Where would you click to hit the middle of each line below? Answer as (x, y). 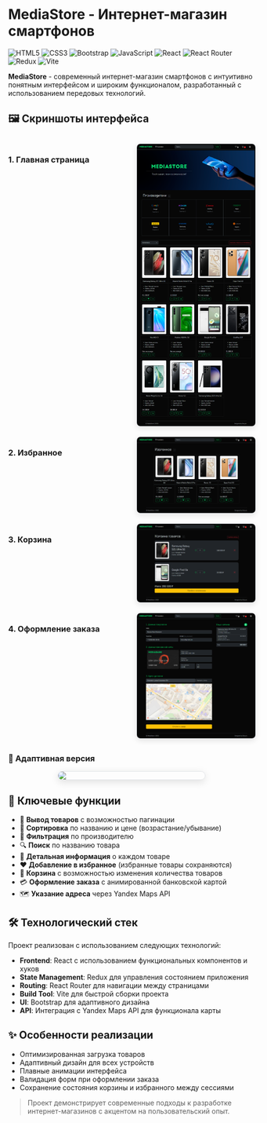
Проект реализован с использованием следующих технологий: (115, 946)
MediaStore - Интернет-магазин (118, 15)
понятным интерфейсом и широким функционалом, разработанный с (125, 85)
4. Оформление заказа (54, 628)
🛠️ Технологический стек (73, 922)
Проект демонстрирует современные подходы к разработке (130, 1103)
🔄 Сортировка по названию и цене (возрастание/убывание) (120, 828)
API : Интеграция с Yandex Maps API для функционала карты (120, 1011)
